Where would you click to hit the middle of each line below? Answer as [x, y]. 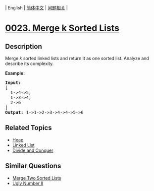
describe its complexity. [29, 64]
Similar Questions [33, 166]
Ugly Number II [28, 183]
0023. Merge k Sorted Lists [62, 28]
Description [24, 46]
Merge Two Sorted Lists [37, 178]
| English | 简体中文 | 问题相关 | [36, 8]
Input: [13, 83]
